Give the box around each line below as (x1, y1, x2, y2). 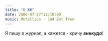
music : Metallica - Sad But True (5, 16, 75, 21)
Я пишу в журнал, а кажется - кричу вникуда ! (5, 30, 104, 36)
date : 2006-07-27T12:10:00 (5, 12, 61, 17)
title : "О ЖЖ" (5, 7, 35, 12)
